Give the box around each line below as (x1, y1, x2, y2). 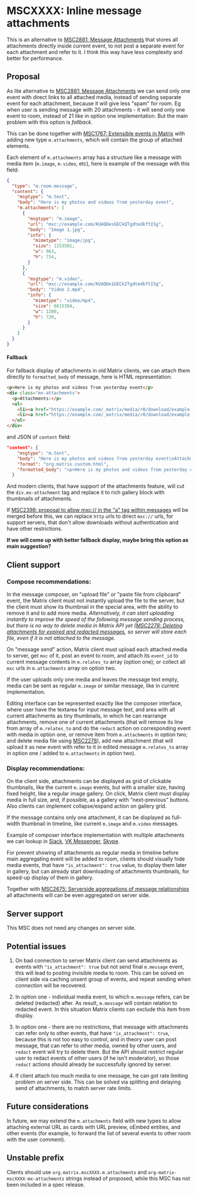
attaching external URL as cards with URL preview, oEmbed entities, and (6, 1123, 181, 1131)
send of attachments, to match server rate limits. (15, 1084, 132, 1091)
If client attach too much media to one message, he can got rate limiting (15, 1072, 189, 1079)
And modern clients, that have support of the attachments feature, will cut (6, 483, 185, 490)
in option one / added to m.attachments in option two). (6, 750, 136, 757)
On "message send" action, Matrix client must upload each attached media (6, 646, 188, 653)
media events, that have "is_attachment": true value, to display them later (6, 862, 187, 869)
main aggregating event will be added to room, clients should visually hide (6, 855, 185, 862)
